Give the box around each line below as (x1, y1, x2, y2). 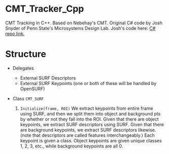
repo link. (5, 30, 25, 36)
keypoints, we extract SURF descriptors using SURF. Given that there (20, 121, 164, 127)
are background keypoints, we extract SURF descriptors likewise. (20, 127, 156, 133)
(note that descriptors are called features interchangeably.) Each (20, 132, 155, 138)
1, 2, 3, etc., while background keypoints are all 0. (20, 143, 123, 149)
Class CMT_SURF (12, 95, 44, 101)
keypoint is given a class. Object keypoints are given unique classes (20, 137, 162, 143)
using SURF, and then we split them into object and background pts (20, 110, 161, 117)
